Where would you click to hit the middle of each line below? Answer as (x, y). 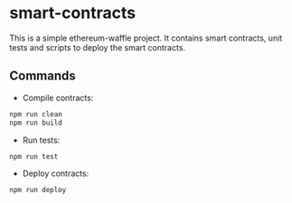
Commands (43, 76)
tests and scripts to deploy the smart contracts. (98, 47)
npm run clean (36, 114)
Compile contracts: (58, 97)
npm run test (34, 156)
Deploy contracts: (56, 173)
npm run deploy (38, 190)
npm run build (36, 123)
